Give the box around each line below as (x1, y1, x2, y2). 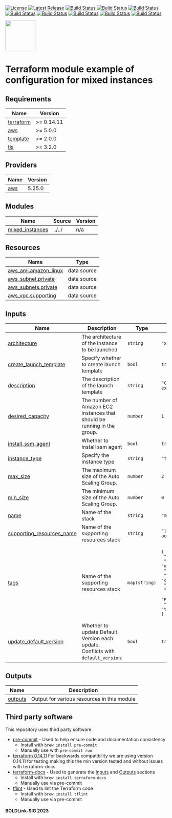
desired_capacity (8, 413, 50, 420)
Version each (81, 635, 114, 642)
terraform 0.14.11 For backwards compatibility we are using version (12, 752, 153, 759)
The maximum (81, 467, 116, 474)
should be (81, 416, 106, 423)
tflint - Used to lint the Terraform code (12, 785, 93, 791)
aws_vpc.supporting (8, 292, 56, 299)
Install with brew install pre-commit (20, 742, 97, 748)
